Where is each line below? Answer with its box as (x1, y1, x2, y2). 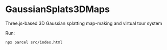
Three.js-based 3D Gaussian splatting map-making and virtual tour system (5, 20, 162, 26)
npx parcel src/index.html (5, 39, 63, 45)
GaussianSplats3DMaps (5, 4, 110, 15)
